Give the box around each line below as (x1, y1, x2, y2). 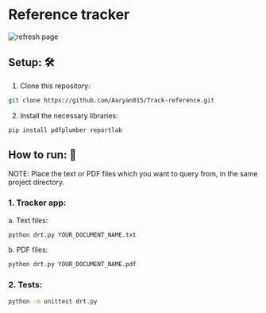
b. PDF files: (8, 245, 48, 255)
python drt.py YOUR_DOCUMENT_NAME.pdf (8, 261, 137, 269)
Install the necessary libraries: (19, 110, 118, 120)
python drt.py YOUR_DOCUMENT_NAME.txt (8, 230, 137, 239)
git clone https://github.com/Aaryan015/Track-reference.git (8, 96, 215, 104)
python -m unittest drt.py (8, 297, 98, 305)
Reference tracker (8, 6, 130, 24)
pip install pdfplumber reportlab (8, 126, 123, 134)
